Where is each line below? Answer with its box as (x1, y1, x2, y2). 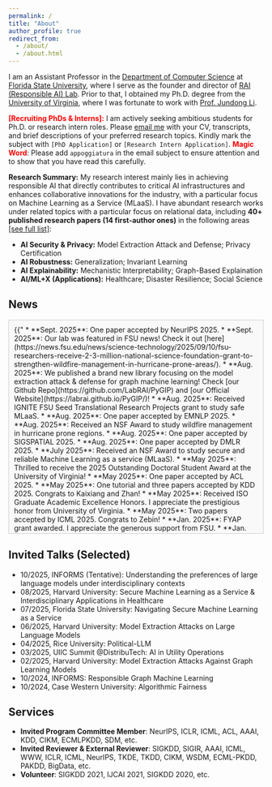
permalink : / (8, 11, 53, 20)
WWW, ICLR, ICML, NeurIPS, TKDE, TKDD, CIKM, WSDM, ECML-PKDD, (19, 752, 257, 763)
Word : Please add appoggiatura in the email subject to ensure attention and (8, 148, 260, 157)
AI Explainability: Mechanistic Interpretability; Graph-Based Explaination (19, 265, 263, 275)
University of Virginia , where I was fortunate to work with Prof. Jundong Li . (8, 98, 257, 107)
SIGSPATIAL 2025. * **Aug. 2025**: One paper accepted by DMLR (14, 437, 241, 446)
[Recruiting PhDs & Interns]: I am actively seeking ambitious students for (8, 114, 253, 123)
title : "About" (8, 19, 60, 28)
